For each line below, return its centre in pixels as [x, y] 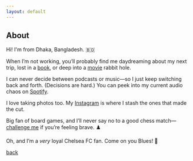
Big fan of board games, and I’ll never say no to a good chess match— [91, 121]
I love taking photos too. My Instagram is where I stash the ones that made [96, 103]
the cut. [15, 109]
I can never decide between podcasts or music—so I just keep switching [94, 79]
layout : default [26, 11]
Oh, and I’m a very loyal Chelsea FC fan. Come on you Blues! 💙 [82, 141]
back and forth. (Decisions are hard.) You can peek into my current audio [94, 86]
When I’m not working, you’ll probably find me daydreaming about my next [96, 61]
